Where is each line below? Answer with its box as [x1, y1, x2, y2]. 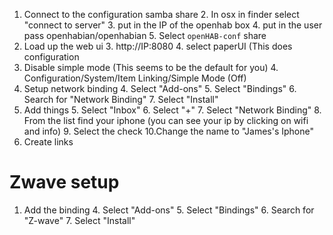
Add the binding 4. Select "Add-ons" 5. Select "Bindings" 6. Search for [23, 204, 315, 216]
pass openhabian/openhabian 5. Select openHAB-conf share [23, 30, 267, 41]
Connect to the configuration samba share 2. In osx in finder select [23, 9, 300, 20]
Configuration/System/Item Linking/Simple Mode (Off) [23, 72, 247, 84]
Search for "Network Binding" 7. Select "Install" [23, 94, 219, 105]
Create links [23, 136, 74, 148]
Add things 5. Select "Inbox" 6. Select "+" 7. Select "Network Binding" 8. [23, 104, 322, 116]
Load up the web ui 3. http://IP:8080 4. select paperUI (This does [23, 40, 293, 52]
